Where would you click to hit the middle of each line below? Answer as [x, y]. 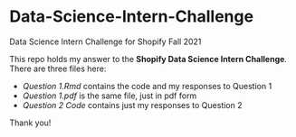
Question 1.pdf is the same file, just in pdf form [110, 96]
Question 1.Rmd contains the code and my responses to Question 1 [147, 86]
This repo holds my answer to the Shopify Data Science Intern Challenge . [148, 59]
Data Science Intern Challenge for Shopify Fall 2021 [105, 41]
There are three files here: [58, 68]
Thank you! [30, 123]
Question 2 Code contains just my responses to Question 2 [132, 105]
